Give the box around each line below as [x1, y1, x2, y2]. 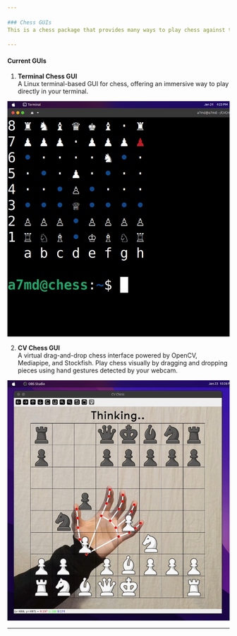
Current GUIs [7, 57, 47, 65]
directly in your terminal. [17, 87, 89, 95]
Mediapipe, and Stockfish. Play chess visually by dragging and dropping [17, 359, 228, 367]
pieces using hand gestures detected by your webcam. [17, 366, 178, 375]
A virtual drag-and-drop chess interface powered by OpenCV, [17, 351, 197, 360]
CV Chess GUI [17, 343, 61, 353]
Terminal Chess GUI [17, 72, 78, 81]
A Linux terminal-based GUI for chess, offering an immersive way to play [17, 80, 229, 88]
